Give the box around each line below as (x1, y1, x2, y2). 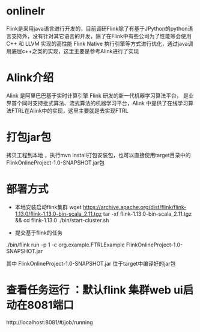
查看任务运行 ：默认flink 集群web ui (6, 283, 183, 296)
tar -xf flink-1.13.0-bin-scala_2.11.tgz (103, 210, 192, 218)
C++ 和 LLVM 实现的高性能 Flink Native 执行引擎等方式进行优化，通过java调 (6, 40, 193, 47)
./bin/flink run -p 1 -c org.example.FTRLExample (6, 241, 125, 248)
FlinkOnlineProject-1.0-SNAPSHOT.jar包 (6, 158, 105, 166)
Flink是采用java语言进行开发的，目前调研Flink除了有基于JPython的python (6, 25, 188, 32)
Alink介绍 (6, 71, 54, 85)
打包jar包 (6, 131, 52, 144)
